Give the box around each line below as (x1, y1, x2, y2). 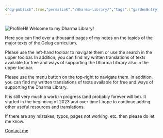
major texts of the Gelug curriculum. (5, 40, 78, 46)
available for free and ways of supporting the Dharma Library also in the (5, 59, 149, 65)
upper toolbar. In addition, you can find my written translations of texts (5, 54, 146, 60)
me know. (5, 118, 24, 124)
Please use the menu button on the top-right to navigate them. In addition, (5, 74, 153, 80)
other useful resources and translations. (5, 104, 85, 110)
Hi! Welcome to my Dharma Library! (22, 25, 94, 31)
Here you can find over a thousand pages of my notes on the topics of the (5, 35, 153, 41)
